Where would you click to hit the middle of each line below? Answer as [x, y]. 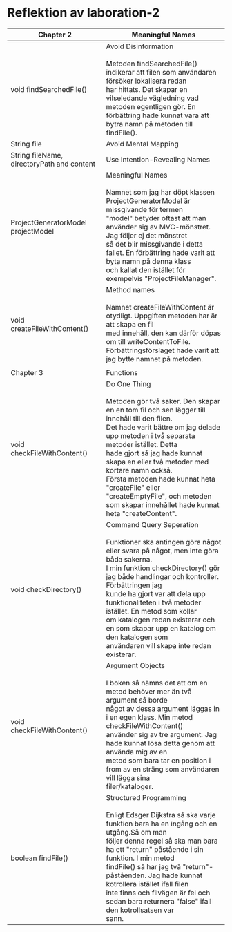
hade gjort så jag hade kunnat [154, 453]
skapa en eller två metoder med [157, 462]
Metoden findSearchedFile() [152, 64]
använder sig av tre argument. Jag [162, 734]
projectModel [32, 231]
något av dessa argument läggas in [163, 708]
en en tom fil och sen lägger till [156, 410]
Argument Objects [136, 665]
